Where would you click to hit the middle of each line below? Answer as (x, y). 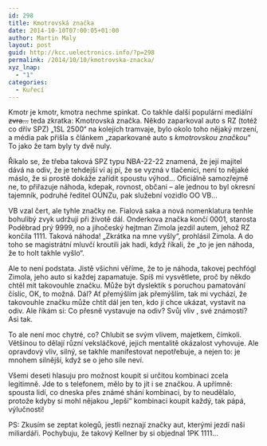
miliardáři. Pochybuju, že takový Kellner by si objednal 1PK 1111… (114, 433)
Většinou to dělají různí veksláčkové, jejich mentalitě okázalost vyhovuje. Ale (133, 343)
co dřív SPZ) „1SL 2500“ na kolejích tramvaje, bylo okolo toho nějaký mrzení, (133, 129)
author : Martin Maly (43, 38)
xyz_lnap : (25, 68)
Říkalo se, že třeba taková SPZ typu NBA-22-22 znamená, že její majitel (125, 162)
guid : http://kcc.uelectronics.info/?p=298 (82, 53)
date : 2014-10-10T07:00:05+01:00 (64, 30)
